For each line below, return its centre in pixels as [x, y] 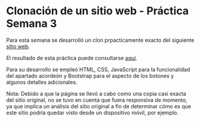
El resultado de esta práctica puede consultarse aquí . [72, 58]
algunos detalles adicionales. [42, 82]
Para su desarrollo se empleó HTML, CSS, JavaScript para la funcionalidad [98, 69]
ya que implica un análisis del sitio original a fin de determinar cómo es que [99, 106]
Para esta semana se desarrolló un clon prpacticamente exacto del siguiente [100, 40]
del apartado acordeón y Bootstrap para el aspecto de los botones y [90, 76]
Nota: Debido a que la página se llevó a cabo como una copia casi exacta [96, 93]
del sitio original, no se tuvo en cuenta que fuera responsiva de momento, [97, 100]
